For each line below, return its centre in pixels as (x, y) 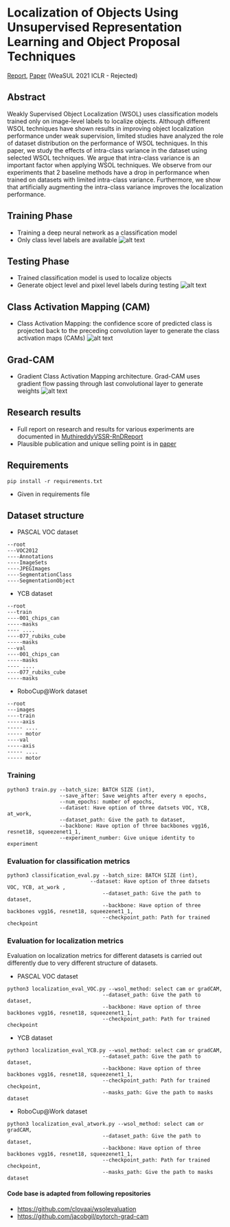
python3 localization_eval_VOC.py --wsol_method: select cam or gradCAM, (115, 989)
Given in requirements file (54, 494)
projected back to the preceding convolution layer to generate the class (118, 331)
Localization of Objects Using (93, 13)
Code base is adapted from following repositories (79, 1193)
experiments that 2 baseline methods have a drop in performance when (108, 172)
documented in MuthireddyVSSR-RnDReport (80, 436)
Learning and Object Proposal (94, 42)
